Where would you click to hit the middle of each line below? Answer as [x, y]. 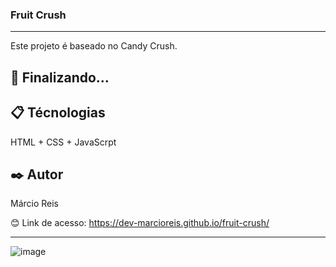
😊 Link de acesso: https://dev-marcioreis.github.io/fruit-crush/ [140, 223]
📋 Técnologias [58, 113]
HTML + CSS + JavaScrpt [63, 142]
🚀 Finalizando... [60, 77]
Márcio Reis [35, 204]
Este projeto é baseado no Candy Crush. [94, 46]
